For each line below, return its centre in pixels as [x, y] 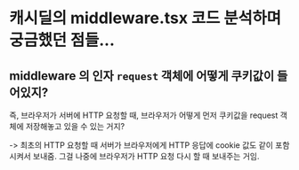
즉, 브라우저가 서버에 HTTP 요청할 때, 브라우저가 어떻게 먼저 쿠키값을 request [144, 115]
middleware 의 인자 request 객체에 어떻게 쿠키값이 [141, 76]
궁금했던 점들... [62, 40]
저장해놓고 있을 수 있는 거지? [75, 126]
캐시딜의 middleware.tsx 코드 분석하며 [145, 18]
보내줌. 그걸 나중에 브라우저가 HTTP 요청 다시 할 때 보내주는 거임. [146, 156]
